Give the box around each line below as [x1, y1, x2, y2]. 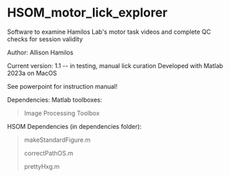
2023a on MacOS [7, 69, 57, 77]
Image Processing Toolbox [23, 109, 100, 117]
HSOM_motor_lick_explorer [7, 5, 168, 21]
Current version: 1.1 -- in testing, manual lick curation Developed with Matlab [7, 61, 224, 70]
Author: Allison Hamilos [7, 48, 74, 56]
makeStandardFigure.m [23, 136, 91, 144]
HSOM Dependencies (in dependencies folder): [7, 122, 142, 130]
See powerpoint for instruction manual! [7, 82, 118, 90]
